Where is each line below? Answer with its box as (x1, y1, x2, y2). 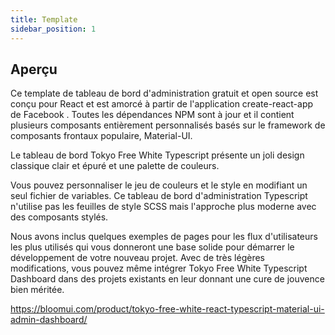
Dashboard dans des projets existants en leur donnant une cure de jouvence (10, 273, 325, 285)
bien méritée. (10, 284, 65, 296)
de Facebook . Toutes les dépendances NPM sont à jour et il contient (10, 109, 295, 121)
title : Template (10, 14, 78, 25)
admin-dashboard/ (10, 314, 88, 326)
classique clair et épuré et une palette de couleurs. (10, 160, 220, 172)
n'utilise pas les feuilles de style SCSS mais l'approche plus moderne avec (10, 201, 317, 213)
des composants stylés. (10, 211, 109, 223)
